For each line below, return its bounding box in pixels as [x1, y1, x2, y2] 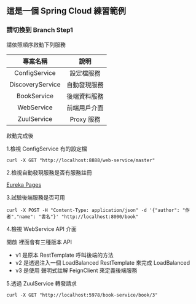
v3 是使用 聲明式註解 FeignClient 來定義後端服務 [15, 267, 138, 274]
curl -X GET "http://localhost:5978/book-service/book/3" [6, 292, 158, 298]
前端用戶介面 [66, 103, 104, 112]
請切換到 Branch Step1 [6, 26, 74, 34]
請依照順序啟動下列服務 [6, 41, 66, 48]
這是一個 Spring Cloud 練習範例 [6, 6, 127, 17]
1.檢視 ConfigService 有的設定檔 [6, 145, 87, 152]
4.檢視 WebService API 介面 [6, 225, 77, 232]
